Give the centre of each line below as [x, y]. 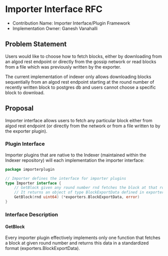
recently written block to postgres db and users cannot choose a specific [80, 87]
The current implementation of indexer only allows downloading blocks [78, 77]
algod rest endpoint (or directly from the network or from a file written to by [83, 126]
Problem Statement [36, 44]
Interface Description [32, 214]
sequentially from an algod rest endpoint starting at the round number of [80, 82]
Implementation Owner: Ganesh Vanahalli [55, 28]
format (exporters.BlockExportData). [42, 248]
